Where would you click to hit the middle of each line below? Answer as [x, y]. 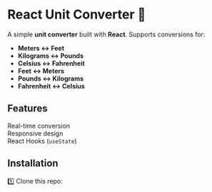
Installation [33, 163]
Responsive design [35, 133]
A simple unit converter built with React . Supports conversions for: [106, 34]
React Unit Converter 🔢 [77, 15]
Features [27, 109]
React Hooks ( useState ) [42, 141]
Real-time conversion [39, 126]
